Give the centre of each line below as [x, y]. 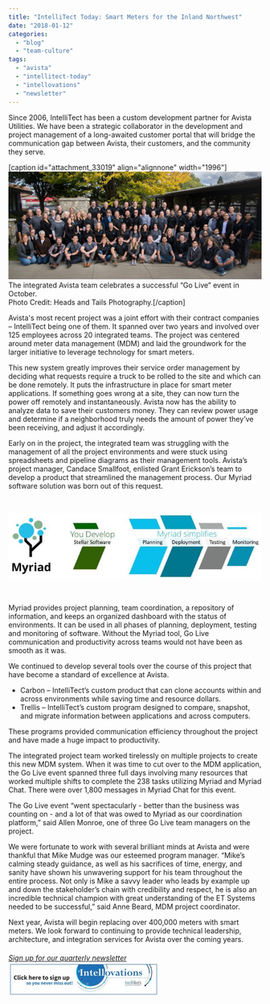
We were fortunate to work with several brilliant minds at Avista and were [129, 847]
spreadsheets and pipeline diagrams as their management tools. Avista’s [128, 460]
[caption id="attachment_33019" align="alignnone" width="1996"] [118, 167]
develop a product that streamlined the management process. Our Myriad [130, 477]
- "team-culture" [45, 51]
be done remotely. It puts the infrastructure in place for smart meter [120, 384]
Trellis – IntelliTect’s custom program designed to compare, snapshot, [135, 708]
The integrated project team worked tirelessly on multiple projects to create [133, 756]
